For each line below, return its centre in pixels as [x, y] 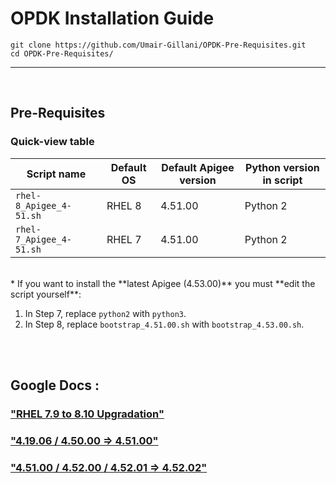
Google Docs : [55, 385]
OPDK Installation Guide [112, 18]
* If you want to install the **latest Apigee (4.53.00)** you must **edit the [163, 283]
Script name [56, 174]
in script [282, 180]
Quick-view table [52, 142]
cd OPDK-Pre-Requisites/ [62, 53]
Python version [282, 167]
